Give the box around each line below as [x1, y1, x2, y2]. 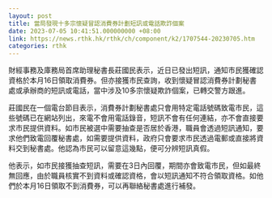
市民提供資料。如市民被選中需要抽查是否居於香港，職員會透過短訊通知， [15, 123, 257, 133]
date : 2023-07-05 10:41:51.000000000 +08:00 [8, 27, 161, 35]
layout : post [8, 11, 53, 20]
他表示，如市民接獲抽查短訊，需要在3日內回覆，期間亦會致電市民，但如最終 [8, 161, 261, 170]
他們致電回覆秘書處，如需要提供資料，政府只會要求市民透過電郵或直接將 [15, 133, 257, 143]
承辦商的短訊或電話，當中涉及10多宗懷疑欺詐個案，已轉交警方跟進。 [22, 86, 250, 96]
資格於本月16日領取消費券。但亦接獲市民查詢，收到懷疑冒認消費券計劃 [8, 75, 243, 85]
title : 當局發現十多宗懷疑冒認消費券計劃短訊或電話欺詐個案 [8, 19, 185, 28]
